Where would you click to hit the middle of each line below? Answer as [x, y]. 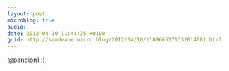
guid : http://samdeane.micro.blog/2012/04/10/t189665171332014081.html [114, 40]
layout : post [26, 14]
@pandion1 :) [26, 60]
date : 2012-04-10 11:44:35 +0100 [56, 33]
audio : [17, 27]
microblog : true [31, 20]
